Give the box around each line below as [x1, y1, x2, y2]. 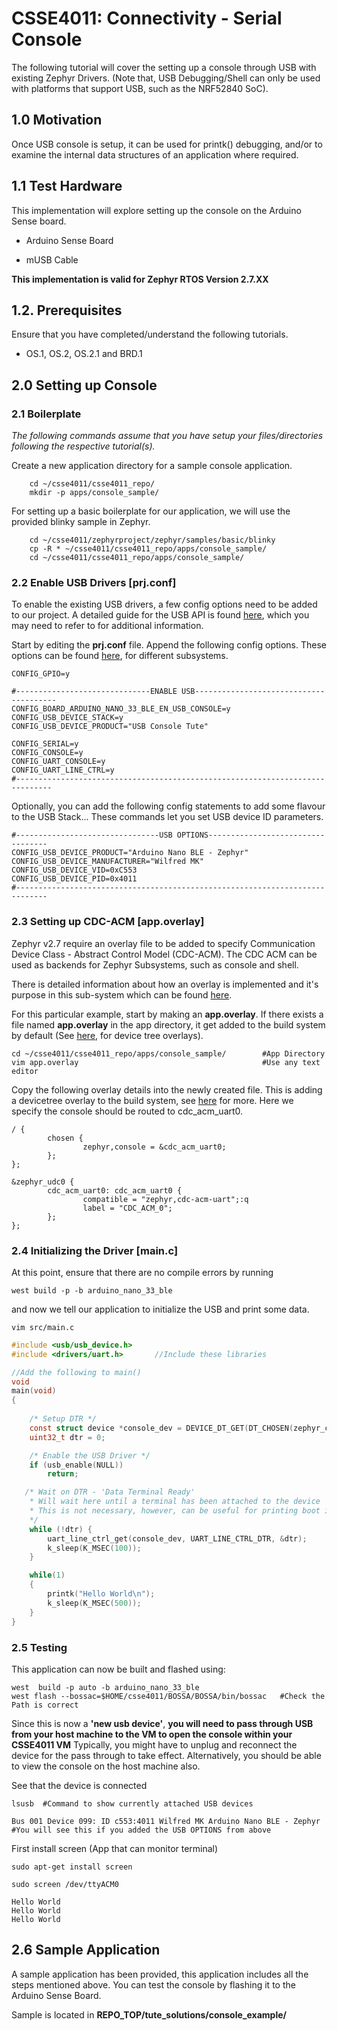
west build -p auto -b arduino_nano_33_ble [11, 1682, 200, 1692]
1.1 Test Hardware [11, 178, 123, 195]
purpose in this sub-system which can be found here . [11, 988, 233, 1001]
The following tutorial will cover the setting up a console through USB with [11, 61, 317, 73]
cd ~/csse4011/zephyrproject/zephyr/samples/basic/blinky [29, 535, 276, 546]
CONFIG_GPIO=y [11, 669, 71, 679]
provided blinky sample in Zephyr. [11, 516, 151, 528]
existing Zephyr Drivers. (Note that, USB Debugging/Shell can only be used [11, 72, 321, 84]
